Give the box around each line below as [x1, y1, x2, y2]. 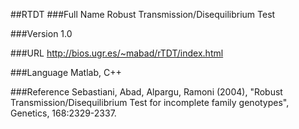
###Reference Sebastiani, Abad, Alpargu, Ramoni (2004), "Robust [10, 86, 283, 98]
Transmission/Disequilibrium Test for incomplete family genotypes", [10, 97, 290, 108]
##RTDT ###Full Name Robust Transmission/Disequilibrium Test [10, 9, 276, 20]
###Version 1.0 [10, 28, 73, 39]
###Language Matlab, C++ [10, 67, 122, 78]
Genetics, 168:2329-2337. [10, 107, 117, 119]
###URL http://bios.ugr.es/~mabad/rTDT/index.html [10, 47, 224, 59]
